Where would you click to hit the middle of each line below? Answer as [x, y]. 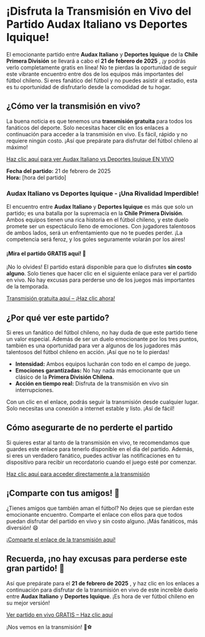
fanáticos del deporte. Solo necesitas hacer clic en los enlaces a [88, 128]
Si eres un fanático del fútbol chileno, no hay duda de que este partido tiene [102, 333]
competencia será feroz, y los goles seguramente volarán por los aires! [96, 239]
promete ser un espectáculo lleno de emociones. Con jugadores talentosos [101, 226]
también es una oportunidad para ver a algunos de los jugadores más [94, 346]
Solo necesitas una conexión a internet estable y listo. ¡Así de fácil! [90, 409]
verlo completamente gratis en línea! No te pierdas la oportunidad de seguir [102, 67]
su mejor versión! [28, 603]
